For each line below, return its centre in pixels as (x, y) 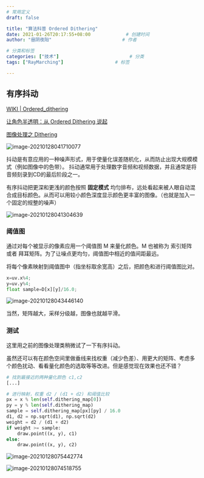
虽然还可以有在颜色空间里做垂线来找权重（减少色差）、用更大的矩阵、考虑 (98, 358)
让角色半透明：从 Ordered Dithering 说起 (57, 121)
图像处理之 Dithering (32, 134)
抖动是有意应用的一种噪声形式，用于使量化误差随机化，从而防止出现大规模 (99, 159)
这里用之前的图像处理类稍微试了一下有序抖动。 (65, 345)
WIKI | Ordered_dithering (37, 109)
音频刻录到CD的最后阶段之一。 (45, 174)
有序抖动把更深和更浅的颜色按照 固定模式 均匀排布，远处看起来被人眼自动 (98, 187)
